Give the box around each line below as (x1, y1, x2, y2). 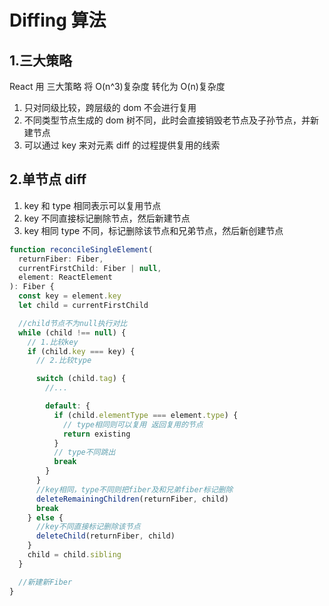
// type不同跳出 (53, 447, 116, 458)
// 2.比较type (35, 356, 92, 366)
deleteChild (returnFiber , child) (35, 531, 176, 541)
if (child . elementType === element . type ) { (53, 410, 239, 420)
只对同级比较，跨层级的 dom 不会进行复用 (23, 102, 197, 113)
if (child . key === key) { (27, 346, 136, 356)
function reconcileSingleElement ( (9, 244, 154, 255)
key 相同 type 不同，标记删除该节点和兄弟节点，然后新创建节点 (23, 224, 284, 236)
